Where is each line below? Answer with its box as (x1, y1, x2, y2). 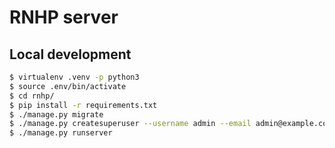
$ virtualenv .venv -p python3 (9, 72, 140, 82)
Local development (9, 46, 132, 63)
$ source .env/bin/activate (9, 81, 127, 91)
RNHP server (9, 6, 119, 29)
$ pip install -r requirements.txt (9, 100, 158, 110)
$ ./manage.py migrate (9, 109, 104, 120)
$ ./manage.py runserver (9, 128, 113, 138)
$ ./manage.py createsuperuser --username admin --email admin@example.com (9, 119, 332, 129)
